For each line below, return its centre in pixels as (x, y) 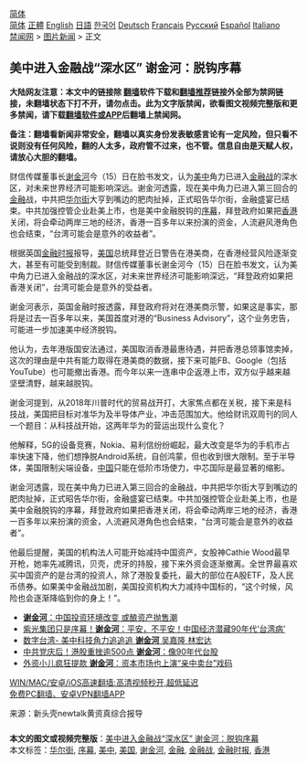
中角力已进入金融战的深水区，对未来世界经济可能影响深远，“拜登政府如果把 (152, 275)
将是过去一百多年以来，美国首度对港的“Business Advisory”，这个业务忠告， (152, 318)
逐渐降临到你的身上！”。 (79, 598)
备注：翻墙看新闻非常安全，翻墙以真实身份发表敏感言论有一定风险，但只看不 (153, 133)
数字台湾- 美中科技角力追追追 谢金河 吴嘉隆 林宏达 (117, 640)
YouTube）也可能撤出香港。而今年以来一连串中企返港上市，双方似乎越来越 (150, 371)
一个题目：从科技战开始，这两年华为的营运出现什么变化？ (117, 425)
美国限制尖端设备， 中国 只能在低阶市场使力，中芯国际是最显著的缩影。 (157, 467)
